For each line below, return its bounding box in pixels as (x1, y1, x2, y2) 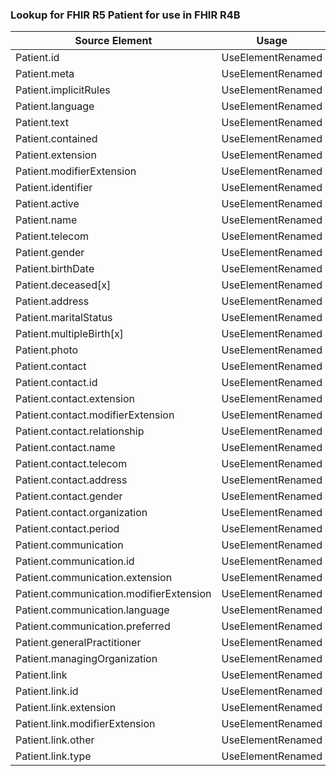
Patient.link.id (15, 684, 79, 698)
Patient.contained (15, 132, 98, 146)
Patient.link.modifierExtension (15, 717, 156, 731)
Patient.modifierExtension (15, 164, 137, 178)
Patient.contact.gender (15, 489, 123, 503)
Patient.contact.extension (15, 392, 136, 406)
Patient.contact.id (15, 376, 98, 390)
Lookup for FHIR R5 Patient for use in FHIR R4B (10, 8, 241, 22)
